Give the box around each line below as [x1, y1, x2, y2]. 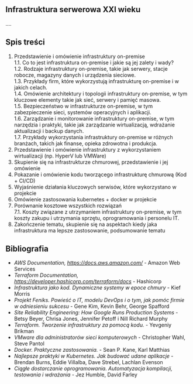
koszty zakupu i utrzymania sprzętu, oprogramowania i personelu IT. [13, 214, 180, 221]
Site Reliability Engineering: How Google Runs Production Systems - [13, 309, 178, 316]
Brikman [13, 328, 35, 335]
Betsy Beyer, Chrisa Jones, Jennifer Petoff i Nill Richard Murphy [13, 316, 168, 323]
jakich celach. [13, 84, 48, 91]
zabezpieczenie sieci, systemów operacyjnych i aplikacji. [13, 108, 151, 116]
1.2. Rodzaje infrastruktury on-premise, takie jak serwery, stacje [13, 65, 168, 72]
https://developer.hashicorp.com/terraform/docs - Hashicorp [13, 278, 162, 285]
